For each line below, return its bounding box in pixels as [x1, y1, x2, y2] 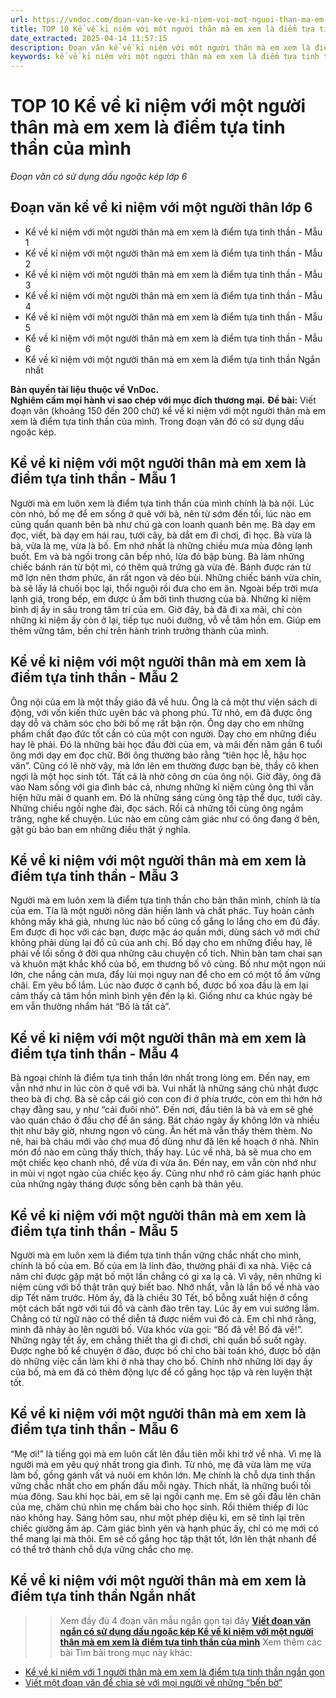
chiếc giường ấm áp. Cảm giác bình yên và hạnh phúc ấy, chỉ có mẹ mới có [10, 1522, 319, 1534]
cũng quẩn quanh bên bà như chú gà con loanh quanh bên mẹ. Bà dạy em [10, 518, 316, 530]
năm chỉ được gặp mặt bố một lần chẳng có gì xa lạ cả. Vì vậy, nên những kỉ [10, 1270, 322, 1282]
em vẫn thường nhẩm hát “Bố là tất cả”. [10, 1001, 172, 1013]
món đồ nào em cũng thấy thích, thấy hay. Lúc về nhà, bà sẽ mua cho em [10, 1146, 312, 1158]
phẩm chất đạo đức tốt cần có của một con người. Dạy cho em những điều [10, 727, 317, 740]
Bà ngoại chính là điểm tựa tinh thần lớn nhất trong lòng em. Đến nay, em [10, 1072, 311, 1084]
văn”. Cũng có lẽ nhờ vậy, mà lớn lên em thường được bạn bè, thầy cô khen [10, 759, 319, 771]
